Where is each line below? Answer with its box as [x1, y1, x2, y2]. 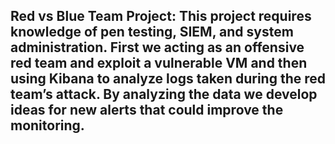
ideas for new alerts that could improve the [10, 102, 284, 119]
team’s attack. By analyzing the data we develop [10, 86, 318, 103]
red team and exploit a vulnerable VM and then [10, 55, 308, 72]
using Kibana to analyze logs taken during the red [10, 70, 326, 88]
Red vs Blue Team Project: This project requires [10, 8, 312, 25]
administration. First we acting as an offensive [10, 39, 305, 56]
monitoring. [10, 117, 85, 134]
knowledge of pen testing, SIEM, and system [10, 24, 294, 41]
